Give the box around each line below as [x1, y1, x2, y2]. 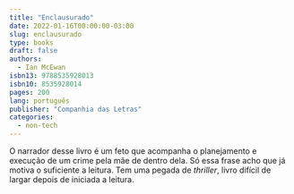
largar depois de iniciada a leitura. [9, 174, 134, 184]
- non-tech [17, 122, 58, 131]
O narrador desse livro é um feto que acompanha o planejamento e [9, 146, 257, 156]
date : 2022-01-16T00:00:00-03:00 [9, 21, 134, 30]
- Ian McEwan [17, 63, 66, 72]
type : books [9, 38, 54, 47]
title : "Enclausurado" [9, 13, 94, 22]
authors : [9, 55, 42, 63]
